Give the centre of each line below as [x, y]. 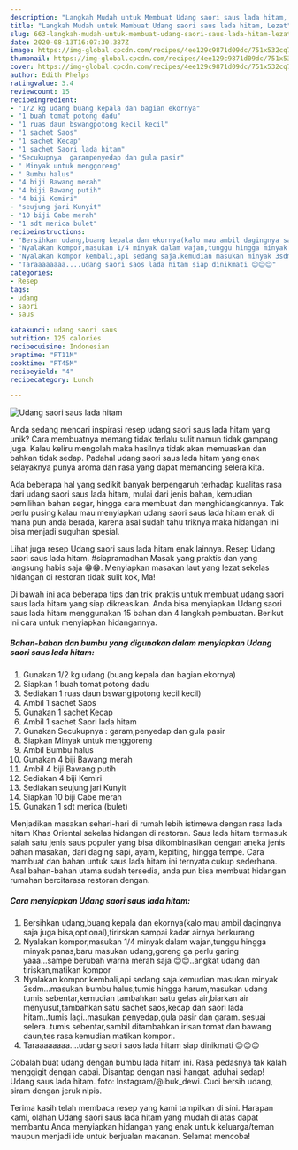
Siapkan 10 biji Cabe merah [73, 797]
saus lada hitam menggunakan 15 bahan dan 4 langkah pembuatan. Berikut [147, 614]
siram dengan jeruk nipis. [56, 1091]
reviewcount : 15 [40, 91]
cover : [22, 67]
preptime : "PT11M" [44, 355]
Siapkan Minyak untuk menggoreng [88, 740]
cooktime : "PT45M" [44, 363]
